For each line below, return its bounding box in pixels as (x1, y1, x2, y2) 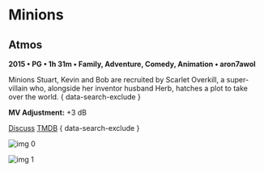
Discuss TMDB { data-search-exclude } (8, 124, 140, 132)
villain (8, 83, 28, 93)
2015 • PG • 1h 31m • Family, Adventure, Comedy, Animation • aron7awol (8, 59, 257, 69)
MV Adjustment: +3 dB (8, 107, 87, 117)
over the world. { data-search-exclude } (8, 92, 142, 102)
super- (226, 75, 249, 84)
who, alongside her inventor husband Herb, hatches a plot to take (29, 83, 249, 93)
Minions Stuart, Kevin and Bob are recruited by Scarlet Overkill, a (8, 75, 225, 84)
